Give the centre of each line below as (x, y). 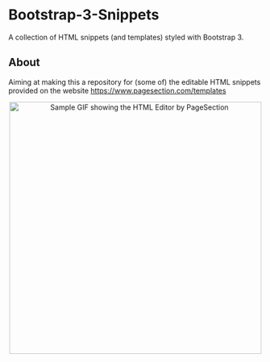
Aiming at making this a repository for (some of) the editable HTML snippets (135, 81)
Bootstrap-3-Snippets (84, 15)
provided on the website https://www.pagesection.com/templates (117, 90)
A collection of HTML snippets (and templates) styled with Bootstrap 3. (126, 37)
